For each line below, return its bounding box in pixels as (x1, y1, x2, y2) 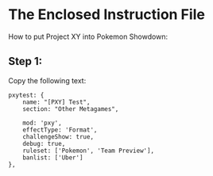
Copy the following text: (8, 75, 87, 85)
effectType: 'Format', (22, 125, 98, 134)
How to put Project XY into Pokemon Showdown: (8, 32, 168, 41)
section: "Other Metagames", (22, 105, 119, 113)
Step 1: (8, 55, 43, 68)
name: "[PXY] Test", (22, 98, 91, 106)
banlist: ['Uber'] (22, 153, 83, 162)
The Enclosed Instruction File (8, 6, 205, 24)
